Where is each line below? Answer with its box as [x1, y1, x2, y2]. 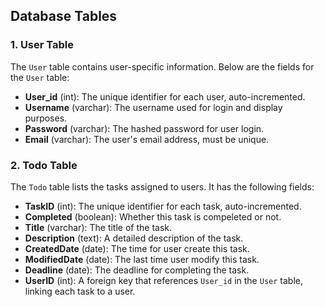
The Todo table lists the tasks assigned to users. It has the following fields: [10, 180, 315, 193]
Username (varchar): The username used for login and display [24, 101, 283, 113]
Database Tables [10, 8, 118, 25]
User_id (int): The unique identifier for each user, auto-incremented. [24, 90, 306, 103]
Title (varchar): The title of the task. [24, 221, 173, 233]
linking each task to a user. [24, 285, 136, 297]
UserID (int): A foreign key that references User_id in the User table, [24, 274, 303, 286]
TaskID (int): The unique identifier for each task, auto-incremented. [24, 200, 302, 212]
